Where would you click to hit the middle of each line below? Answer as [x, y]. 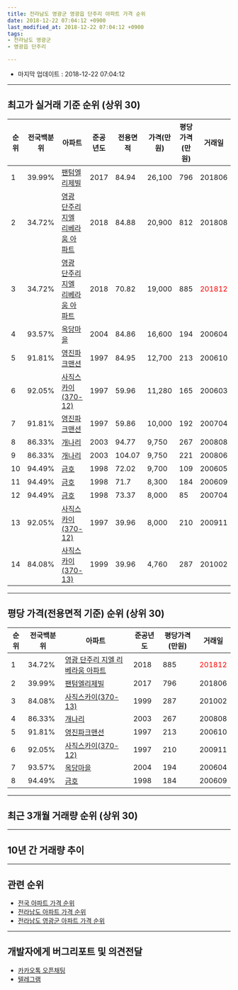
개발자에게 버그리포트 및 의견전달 [75, 952]
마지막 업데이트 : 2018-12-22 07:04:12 [71, 74]
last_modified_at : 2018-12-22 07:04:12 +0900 [75, 27]
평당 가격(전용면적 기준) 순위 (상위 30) [86, 614]
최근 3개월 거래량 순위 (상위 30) [73, 816]
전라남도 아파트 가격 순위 [52, 912]
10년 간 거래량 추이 [46, 850]
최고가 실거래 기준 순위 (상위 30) [74, 105]
